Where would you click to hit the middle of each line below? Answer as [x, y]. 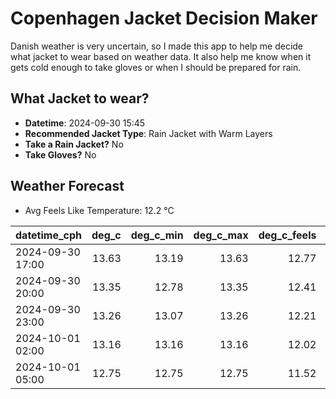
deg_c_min [157, 235]
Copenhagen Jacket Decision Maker [164, 18]
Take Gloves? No [60, 154]
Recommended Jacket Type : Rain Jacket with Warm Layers [148, 133]
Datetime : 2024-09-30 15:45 [85, 123]
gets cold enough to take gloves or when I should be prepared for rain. [156, 67]
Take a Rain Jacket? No [74, 144]
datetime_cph [49, 235]
